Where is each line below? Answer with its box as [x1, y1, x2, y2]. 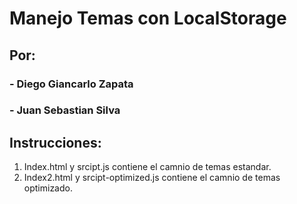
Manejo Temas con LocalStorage [9, 7, 287, 30]
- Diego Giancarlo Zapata [9, 77, 134, 91]
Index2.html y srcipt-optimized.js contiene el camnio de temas [23, 172, 281, 184]
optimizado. [23, 182, 73, 194]
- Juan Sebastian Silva [9, 103, 121, 117]
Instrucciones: [9, 134, 102, 151]
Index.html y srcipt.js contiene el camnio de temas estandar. [23, 161, 272, 173]
